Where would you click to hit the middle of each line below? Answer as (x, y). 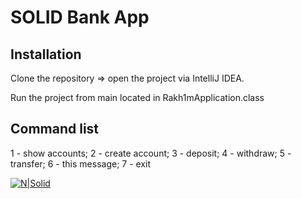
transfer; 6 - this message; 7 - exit (80, 163)
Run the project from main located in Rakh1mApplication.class (137, 97)
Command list (55, 129)
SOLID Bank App (80, 17)
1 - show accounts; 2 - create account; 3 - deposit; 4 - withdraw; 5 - (151, 153)
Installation (46, 54)
